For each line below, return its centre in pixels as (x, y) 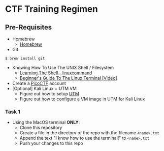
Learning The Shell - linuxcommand (56, 73)
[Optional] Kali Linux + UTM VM (45, 89)
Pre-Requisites (29, 27)
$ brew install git (25, 59)
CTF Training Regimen (51, 9)
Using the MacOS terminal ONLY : (46, 122)
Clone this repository (41, 128)
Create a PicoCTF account (39, 83)
